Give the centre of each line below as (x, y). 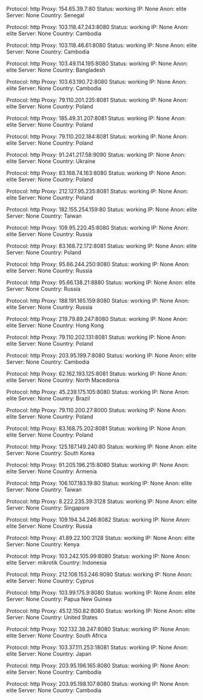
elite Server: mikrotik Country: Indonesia (57, 563)
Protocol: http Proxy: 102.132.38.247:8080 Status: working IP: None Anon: (98, 629)
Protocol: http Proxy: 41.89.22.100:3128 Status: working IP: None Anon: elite (101, 538)
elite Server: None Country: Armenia (52, 471)
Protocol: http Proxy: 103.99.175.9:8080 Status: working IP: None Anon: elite (101, 593)
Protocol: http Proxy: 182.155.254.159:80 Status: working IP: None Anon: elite (102, 210)
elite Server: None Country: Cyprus (50, 581)
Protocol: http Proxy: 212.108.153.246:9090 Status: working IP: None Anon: (99, 574)
